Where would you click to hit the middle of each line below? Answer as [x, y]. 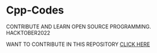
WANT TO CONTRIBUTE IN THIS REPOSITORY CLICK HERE [78, 44]
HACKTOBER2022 [28, 32]
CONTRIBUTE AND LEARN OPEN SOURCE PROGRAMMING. [79, 26]
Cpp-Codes [35, 10]
